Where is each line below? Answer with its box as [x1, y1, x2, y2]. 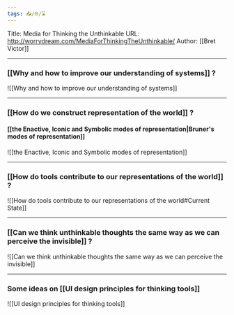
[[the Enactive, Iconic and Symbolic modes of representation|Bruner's [7, 125, 214, 133]
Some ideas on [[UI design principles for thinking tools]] [7, 284, 201, 293]
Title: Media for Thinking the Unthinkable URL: [7, 29, 140, 38]
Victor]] [7, 44, 29, 52]
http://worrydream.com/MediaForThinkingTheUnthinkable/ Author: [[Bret [7, 36, 216, 45]
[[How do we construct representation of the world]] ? [7, 107, 194, 117]
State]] [7, 203, 27, 213]
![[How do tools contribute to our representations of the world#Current [7, 197, 210, 205]
